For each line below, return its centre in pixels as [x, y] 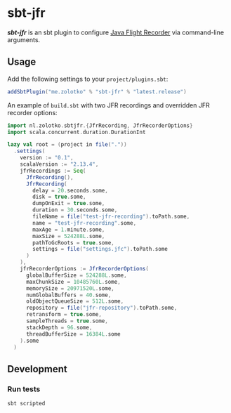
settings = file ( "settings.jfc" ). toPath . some [100, 249]
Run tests [24, 389]
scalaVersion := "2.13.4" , [59, 164]
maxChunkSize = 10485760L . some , [73, 282]
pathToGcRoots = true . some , [73, 243]
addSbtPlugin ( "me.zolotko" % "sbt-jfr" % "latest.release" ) [97, 92]
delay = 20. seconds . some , [71, 190]
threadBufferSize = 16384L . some [73, 334]
